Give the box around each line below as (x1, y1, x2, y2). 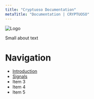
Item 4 (12, 84, 26, 90)
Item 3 (12, 79, 26, 85)
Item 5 (12, 89, 26, 95)
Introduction (12, 68, 38, 74)
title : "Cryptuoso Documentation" (5, 7, 77, 12)
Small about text (5, 35, 39, 41)
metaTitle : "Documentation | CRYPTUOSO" (5, 12, 90, 17)
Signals (12, 73, 28, 79)
